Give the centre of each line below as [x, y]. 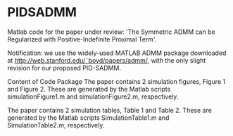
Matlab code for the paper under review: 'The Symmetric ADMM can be [112, 32]
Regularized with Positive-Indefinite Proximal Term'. [82, 39]
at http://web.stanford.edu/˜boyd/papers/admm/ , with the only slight [107, 60]
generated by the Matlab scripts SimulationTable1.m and [88, 118]
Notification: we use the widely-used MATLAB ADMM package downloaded [117, 53]
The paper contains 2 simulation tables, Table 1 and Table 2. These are [110, 110]
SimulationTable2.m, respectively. [56, 125]
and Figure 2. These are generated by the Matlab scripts [89, 89]
